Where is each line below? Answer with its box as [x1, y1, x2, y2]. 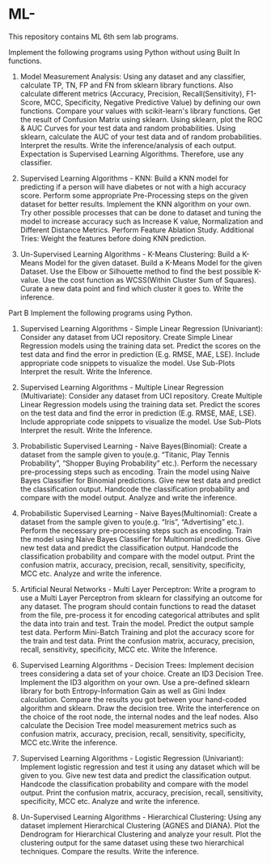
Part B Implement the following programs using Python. [8, 308, 193, 317]
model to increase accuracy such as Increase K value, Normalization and [19, 216, 264, 226]
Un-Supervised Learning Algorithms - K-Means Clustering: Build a [19, 249, 241, 259]
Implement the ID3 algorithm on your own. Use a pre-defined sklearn [19, 677, 251, 687]
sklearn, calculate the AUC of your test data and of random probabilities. [19, 131, 262, 142]
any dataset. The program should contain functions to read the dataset [19, 601, 256, 611]
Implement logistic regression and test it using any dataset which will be [19, 762, 260, 772]
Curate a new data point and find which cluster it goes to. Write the [19, 283, 244, 293]
